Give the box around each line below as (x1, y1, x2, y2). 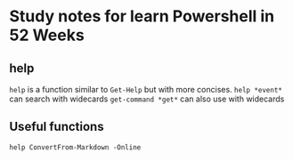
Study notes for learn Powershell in (9, 6, 275, 27)
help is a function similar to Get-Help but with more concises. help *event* (9, 85, 282, 94)
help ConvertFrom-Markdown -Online (9, 142, 142, 152)
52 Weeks (9, 25, 85, 45)
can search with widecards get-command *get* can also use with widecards (9, 93, 285, 104)
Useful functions (9, 119, 104, 134)
